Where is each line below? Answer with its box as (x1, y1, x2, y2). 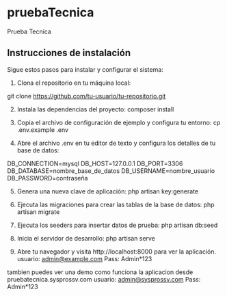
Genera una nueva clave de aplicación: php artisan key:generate (16, 187, 199, 196)
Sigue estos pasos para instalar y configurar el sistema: (7, 65, 164, 73)
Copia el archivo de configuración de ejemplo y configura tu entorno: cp (16, 118, 221, 126)
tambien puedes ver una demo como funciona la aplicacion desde (7, 268, 193, 276)
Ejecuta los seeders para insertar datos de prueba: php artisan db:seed (16, 221, 218, 229)
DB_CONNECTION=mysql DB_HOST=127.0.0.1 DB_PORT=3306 (7, 159, 183, 167)
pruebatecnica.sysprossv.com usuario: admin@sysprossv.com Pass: (7, 275, 201, 283)
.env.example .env (16, 125, 69, 134)
